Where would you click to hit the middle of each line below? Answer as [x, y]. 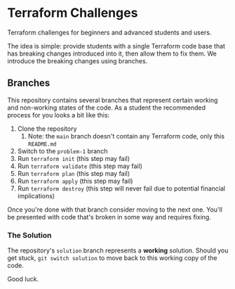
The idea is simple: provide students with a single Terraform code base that [116, 46]
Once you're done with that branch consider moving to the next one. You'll [115, 210]
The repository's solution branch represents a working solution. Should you [118, 250]
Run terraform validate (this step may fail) [80, 166]
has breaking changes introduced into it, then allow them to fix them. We [112, 53]
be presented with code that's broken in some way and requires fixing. [109, 217]
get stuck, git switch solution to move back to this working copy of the [112, 258]
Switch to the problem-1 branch [62, 151]
